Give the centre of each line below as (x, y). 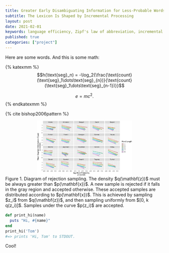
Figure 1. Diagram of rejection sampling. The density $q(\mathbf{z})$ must (82, 179)
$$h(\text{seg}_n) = (58, 75)
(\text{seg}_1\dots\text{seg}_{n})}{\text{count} (84, 80)
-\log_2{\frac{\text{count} (106, 75)
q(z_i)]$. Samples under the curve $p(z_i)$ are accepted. (65, 205)
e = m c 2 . (84, 95)
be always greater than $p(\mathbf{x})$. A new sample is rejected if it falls (82, 184)
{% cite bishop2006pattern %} (37, 113)
